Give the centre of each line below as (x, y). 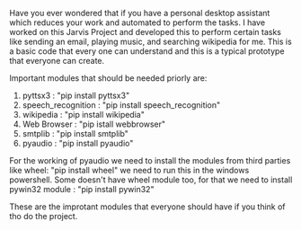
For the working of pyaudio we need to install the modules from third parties (150, 160)
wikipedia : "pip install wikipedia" (84, 115)
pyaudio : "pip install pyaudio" (78, 143)
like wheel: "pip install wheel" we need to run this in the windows (129, 170)
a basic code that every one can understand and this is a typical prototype (147, 51)
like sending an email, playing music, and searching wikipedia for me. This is (150, 41)
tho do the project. (44, 216)
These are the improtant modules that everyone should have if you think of (147, 207)
